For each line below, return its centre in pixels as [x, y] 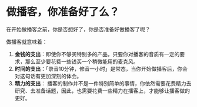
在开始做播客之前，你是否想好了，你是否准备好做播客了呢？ [78, 29]
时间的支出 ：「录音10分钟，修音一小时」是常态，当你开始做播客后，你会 [101, 68]
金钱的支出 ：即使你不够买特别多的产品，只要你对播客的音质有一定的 [97, 54]
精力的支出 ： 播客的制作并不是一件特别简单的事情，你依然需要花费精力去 [103, 83]
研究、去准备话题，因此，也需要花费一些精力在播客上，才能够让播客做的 [102, 91]
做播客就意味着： [27, 42]
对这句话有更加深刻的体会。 [48, 76]
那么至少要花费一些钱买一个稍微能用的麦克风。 [82, 61]
